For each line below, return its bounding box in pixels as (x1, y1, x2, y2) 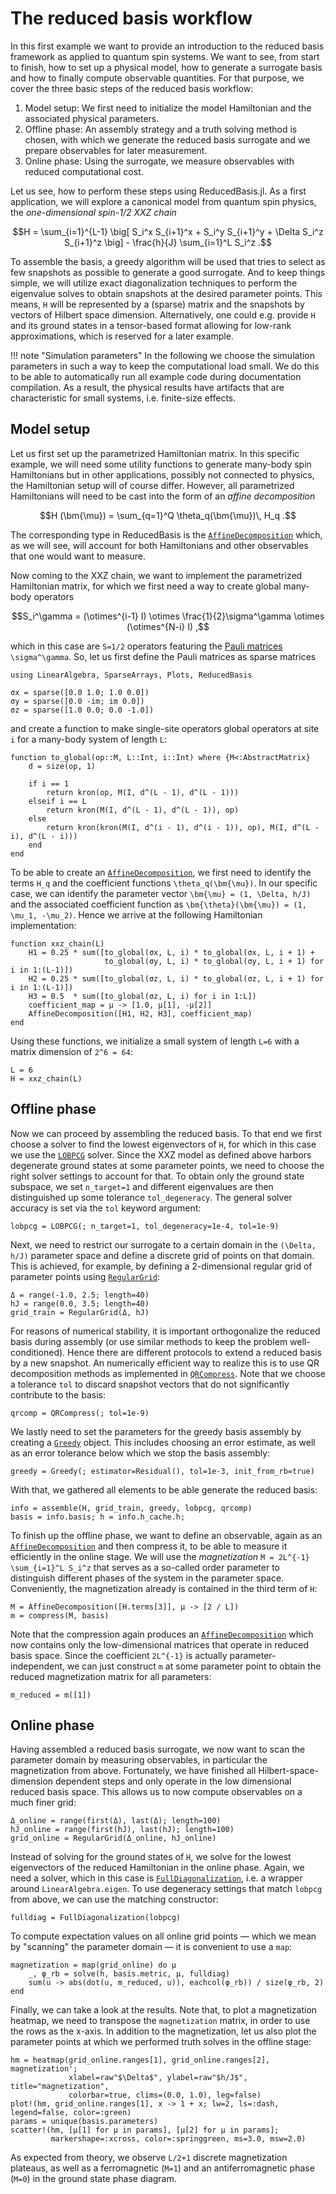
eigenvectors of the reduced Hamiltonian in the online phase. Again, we (10, 1862, 305, 1874)
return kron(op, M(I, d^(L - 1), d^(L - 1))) (46, 787, 240, 797)
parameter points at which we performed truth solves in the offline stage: (10, 2036, 312, 2048)
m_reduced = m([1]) (10, 1690, 92, 1700)
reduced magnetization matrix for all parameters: (10, 1670, 212, 1682)
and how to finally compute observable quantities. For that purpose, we (10, 72, 305, 84)
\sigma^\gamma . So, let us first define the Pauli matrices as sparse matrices (10, 650, 317, 662)
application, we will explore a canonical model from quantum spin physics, (10, 195, 317, 207)
